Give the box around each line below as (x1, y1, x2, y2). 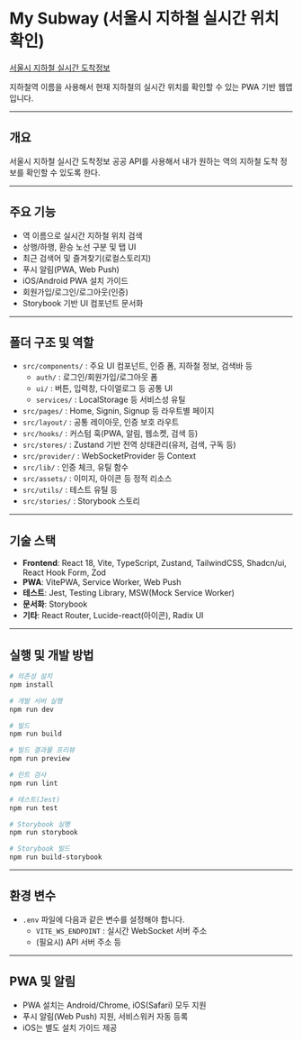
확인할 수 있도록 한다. (25, 167, 101, 178)
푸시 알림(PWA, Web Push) (22, 263, 120, 275)
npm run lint (9, 779, 58, 788)
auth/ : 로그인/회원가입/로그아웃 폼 (35, 371, 158, 383)
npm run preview (9, 754, 70, 763)
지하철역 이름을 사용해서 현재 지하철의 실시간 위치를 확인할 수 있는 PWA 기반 (9, 81, 277, 92)
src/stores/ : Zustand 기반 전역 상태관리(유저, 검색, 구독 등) (22, 439, 236, 451)
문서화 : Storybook (22, 598, 88, 609)
